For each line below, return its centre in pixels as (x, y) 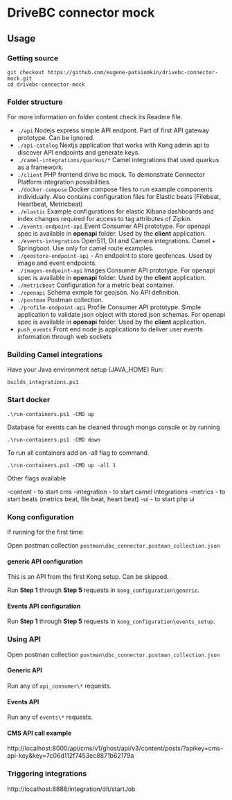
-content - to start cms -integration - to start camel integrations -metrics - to (116, 492)
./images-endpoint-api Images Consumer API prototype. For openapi (116, 270)
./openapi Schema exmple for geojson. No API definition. (99, 293)
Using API (24, 639)
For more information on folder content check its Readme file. (95, 117)
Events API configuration (44, 606)
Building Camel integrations (55, 355)
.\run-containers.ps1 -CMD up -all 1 (62, 465)
